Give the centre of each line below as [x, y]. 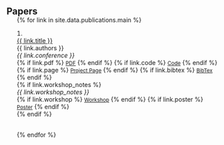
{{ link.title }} [35, 41]
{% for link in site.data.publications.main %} [79, 20]
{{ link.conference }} [46, 55]
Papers [22, 11]
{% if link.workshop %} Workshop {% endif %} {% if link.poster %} [110, 99]
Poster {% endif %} [43, 107]
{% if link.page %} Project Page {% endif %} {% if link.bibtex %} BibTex [114, 70]
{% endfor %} [36, 135]
